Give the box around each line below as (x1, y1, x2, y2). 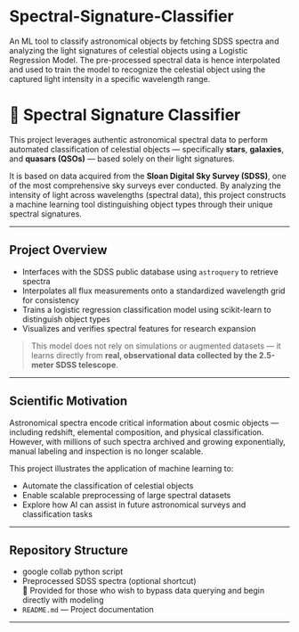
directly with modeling (21, 595, 104, 605)
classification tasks (21, 508, 93, 519)
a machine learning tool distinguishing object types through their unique (9, 199, 273, 209)
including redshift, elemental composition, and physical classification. (9, 426, 264, 438)
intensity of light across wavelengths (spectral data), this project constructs (9, 189, 287, 200)
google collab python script (21, 566, 123, 577)
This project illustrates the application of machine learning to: (9, 463, 234, 473)
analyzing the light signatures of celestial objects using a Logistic (9, 45, 248, 55)
